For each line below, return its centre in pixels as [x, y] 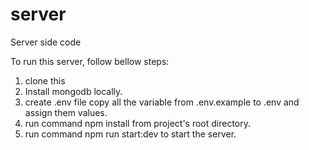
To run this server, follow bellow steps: [90, 61]
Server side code [46, 42]
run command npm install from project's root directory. [138, 123]
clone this [45, 80]
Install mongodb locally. [73, 91]
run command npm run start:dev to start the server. [130, 134]
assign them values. [66, 112]
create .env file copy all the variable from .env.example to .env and [162, 102]
